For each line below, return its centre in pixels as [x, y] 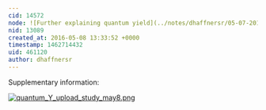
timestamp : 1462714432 [46, 45]
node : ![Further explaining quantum [68, 23]
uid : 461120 [28, 52]
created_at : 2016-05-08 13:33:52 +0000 [74, 38]
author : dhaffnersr [40, 60]
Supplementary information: [54, 82]
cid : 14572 [26, 15]
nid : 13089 [26, 30]
